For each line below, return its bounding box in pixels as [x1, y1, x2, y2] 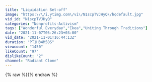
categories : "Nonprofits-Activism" [5, 21, 79, 26]
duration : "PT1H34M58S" [5, 40, 55, 45]
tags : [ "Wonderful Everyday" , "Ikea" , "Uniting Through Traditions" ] [5, 26, 148, 31]
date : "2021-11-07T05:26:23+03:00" [5, 30, 79, 35]
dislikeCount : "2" [5, 53, 43, 59]
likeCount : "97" [5, 49, 39, 54]
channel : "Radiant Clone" [5, 58, 59, 63]
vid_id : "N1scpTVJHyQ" [5, 16, 52, 21]
